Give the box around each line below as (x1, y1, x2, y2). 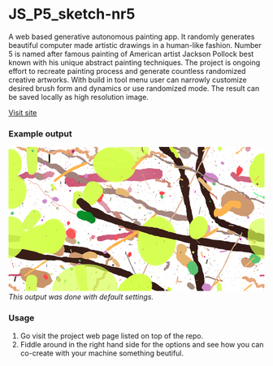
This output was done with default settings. (8, 292, 154, 302)
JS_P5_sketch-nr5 (8, 5, 136, 24)
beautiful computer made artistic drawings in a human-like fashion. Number (8, 40, 262, 50)
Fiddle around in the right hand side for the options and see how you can (19, 339, 264, 349)
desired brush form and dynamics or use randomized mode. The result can (8, 83, 260, 93)
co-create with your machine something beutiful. (19, 348, 184, 358)
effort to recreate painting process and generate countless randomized (8, 66, 246, 75)
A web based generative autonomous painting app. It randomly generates (8, 32, 255, 41)
